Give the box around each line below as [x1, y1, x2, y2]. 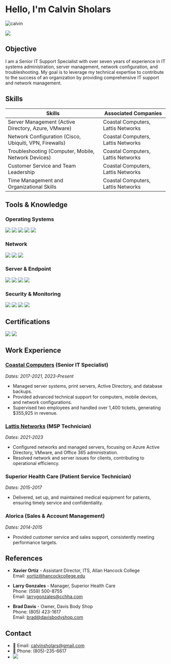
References [5, 554, 43, 563]
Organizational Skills [8, 183, 57, 190]
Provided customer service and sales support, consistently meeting [12, 534, 154, 540]
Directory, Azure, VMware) [8, 125, 72, 132]
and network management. [5, 80, 62, 86]
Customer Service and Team [8, 162, 76, 169]
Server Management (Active [8, 118, 75, 125]
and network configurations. [12, 399, 72, 405]
